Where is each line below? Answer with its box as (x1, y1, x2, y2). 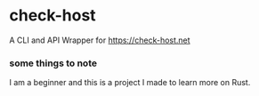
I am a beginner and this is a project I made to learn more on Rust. (9, 77, 251, 88)
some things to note (9, 57, 98, 69)
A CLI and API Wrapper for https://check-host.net (9, 35, 190, 45)
